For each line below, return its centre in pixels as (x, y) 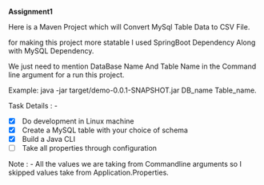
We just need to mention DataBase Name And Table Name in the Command (132, 66)
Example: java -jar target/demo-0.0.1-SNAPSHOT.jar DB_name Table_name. (133, 90)
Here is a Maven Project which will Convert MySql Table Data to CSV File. (129, 27)
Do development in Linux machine (78, 121)
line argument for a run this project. (66, 75)
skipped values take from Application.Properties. (89, 173)
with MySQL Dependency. (51, 51)
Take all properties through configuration (90, 148)
